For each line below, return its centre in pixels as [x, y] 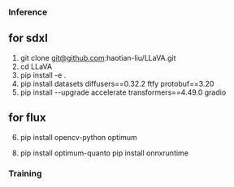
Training [25, 174]
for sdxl [28, 38]
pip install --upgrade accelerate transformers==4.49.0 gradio [123, 92]
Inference [28, 12]
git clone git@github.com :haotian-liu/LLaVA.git [98, 57]
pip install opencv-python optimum [79, 137]
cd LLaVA [36, 66]
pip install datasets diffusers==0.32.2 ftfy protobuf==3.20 [117, 83]
